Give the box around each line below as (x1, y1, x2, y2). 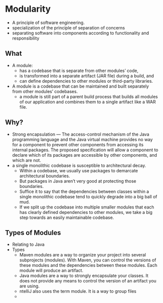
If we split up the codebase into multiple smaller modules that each (19, 204, 155, 210)
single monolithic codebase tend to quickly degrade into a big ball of (19, 193, 158, 199)
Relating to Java (12, 241, 45, 248)
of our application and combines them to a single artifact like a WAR (19, 99, 156, 105)
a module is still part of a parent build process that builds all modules (19, 93, 158, 99)
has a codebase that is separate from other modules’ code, (19, 68, 139, 73)
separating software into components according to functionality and (12, 30, 149, 36)
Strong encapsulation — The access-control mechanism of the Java (12, 131, 150, 137)
